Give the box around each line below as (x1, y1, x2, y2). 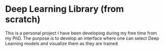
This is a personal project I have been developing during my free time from (5, 30, 157, 36)
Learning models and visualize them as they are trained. (5, 40, 120, 46)
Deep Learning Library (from (5, 3, 124, 15)
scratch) (5, 14, 41, 25)
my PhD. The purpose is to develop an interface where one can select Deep (5, 35, 160, 41)
